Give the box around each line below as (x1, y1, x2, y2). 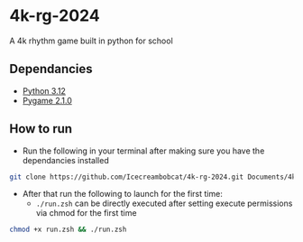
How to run (9, 121, 73, 136)
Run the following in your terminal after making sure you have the (22, 145, 265, 156)
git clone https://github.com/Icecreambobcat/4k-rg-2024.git (9, 172, 244, 181)
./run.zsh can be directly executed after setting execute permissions (35, 198, 293, 209)
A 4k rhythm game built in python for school (9, 35, 173, 46)
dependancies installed (22, 154, 110, 165)
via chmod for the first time (35, 208, 137, 219)
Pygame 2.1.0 (22, 95, 72, 106)
